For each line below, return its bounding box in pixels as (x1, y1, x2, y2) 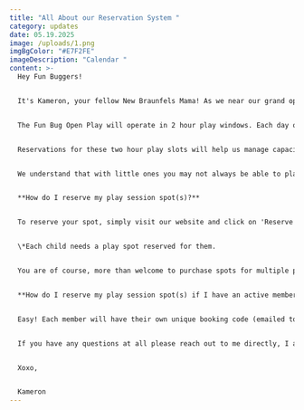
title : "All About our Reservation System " (9, 13, 180, 23)
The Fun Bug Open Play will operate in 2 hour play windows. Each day (17, 120, 290, 129)
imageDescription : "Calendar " (9, 55, 128, 64)
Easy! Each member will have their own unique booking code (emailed (17, 314, 285, 324)
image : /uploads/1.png (9, 38, 95, 48)
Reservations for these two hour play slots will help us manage (17, 145, 270, 154)
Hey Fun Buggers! (17, 72, 83, 81)
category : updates (9, 22, 79, 31)
